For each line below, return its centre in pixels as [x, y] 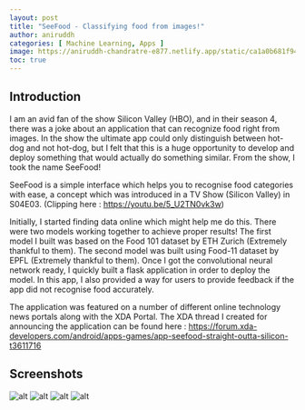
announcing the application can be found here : [98, 326]
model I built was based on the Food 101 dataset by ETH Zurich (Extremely [148, 241]
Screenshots [46, 374]
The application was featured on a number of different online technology [145, 306]
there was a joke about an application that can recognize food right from [144, 128]
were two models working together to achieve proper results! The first [141, 231]
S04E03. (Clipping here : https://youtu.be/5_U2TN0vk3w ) [117, 204]
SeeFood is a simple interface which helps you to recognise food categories [152, 185]
